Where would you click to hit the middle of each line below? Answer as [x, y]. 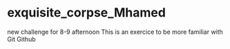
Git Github [21, 39]
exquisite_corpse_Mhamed [86, 13]
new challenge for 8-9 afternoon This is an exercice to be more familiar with [115, 32]
